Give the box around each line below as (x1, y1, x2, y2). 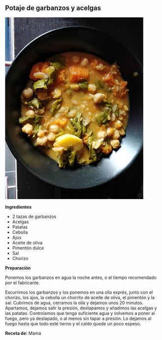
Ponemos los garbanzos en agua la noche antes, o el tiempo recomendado (5, 274, 157, 280)
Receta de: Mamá (5, 330, 41, 336)
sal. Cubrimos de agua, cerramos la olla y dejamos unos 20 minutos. (5, 300, 144, 306)
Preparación (5, 265, 31, 271)
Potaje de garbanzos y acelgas (5, 4, 102, 12)
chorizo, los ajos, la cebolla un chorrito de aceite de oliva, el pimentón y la (5, 294, 155, 300)
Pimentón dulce (12, 245, 44, 251)
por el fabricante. (5, 279, 40, 285)
